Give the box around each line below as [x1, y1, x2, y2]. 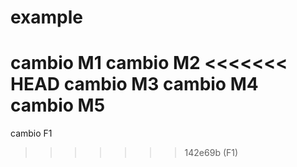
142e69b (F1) [184, 147, 239, 159]
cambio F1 [10, 127, 53, 140]
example [10, 6, 84, 29]
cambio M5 [10, 94, 106, 117]
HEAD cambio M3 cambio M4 [10, 73, 259, 96]
